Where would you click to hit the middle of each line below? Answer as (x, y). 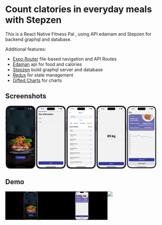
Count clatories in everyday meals (79, 9)
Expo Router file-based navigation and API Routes (65, 59)
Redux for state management (43, 75)
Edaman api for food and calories (47, 64)
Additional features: (26, 49)
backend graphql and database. (38, 39)
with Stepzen (33, 20)
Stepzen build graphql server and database (57, 70)
